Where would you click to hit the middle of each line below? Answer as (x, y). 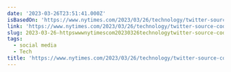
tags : (15, 39)
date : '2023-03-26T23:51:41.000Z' (57, 13)
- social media (35, 45)
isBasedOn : (23, 20)
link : (15, 26)
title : (16, 58)
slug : (15, 33)
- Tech (23, 52)
